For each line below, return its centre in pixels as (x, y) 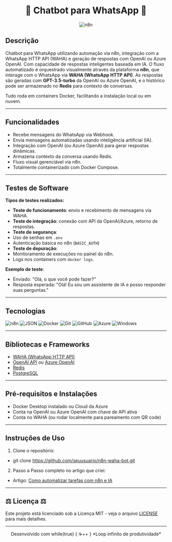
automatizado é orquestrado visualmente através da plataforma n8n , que (82, 69)
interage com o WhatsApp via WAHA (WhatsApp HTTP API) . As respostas (84, 75)
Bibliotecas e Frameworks (48, 344)
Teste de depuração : (35, 249)
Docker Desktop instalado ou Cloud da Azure (60, 406)
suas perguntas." (30, 290)
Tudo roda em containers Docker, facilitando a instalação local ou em (78, 96)
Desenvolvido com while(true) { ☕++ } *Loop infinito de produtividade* (86, 534)
